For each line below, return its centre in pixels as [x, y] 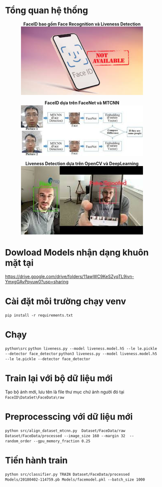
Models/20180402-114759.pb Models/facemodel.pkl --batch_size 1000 [75, 479]
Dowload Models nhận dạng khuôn [77, 253]
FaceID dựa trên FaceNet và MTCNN [82, 103]
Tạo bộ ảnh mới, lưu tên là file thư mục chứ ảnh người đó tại [65, 392]
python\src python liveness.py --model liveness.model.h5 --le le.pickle [81, 349]
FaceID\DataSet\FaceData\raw [35, 397]
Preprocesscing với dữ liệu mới [69, 417]
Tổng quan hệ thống [47, 11]
